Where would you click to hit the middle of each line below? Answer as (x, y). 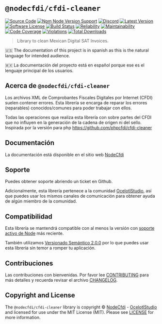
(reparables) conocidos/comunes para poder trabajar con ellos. (68, 108)
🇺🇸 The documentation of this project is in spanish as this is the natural (77, 50)
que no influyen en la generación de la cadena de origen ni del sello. (73, 122)
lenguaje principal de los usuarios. (39, 70)
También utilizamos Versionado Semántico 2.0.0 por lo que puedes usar (77, 243)
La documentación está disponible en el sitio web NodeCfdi (65, 154)
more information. (23, 317)
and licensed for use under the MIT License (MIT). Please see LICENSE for (80, 312)
